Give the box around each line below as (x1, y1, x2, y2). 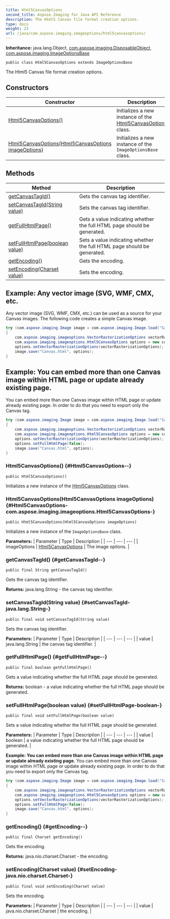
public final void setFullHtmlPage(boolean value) (6, 713, 115, 719)
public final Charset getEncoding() (6, 834, 83, 840)
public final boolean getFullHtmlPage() (6, 665, 92, 670)
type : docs (6, 21, 29, 27)
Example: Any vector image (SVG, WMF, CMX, (6, 289, 154, 298)
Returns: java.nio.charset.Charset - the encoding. (6, 853, 109, 859)
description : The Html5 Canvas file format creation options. (6, 17, 139, 22)
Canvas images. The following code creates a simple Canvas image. (6, 316, 148, 322)
